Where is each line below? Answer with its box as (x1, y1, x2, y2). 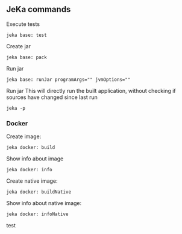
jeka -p (6, 105, 26, 111)
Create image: (6, 133, 42, 140)
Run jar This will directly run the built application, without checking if (6, 87, 176, 94)
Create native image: (6, 177, 58, 185)
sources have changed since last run (6, 93, 98, 101)
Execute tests (6, 20, 40, 28)
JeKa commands (6, 4, 71, 14)
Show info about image (6, 155, 64, 162)
